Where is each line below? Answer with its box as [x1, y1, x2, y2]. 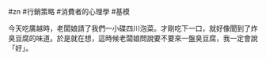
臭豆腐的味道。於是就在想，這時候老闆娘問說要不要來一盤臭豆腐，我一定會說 [8, 34, 258, 43]
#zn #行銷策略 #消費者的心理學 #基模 [8, 7, 131, 16]
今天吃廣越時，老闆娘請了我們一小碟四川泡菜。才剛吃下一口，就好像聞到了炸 [8, 24, 258, 33]
